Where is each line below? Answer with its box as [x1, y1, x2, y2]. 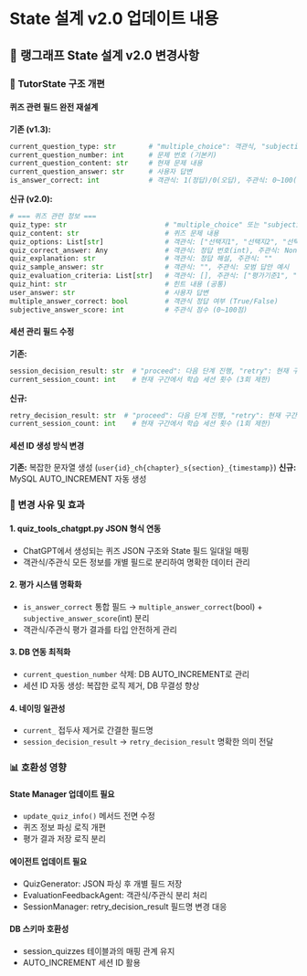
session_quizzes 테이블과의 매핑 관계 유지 [22, 945, 175, 956]
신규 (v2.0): [9, 194, 53, 205]
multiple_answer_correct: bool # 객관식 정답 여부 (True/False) [9, 296, 279, 306]
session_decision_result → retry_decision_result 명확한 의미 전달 [22, 737, 274, 748]
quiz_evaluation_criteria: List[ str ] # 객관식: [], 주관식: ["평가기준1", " [9, 271, 298, 281]
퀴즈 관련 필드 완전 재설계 [9, 101, 99, 112]
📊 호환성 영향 [9, 761, 67, 774]
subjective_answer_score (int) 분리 [22, 612, 150, 623]
